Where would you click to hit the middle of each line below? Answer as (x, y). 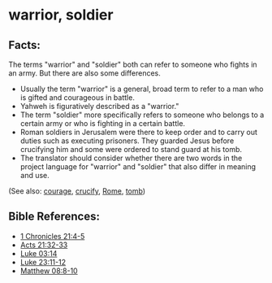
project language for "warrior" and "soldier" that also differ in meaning (138, 167)
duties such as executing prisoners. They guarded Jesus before (127, 141)
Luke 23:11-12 (43, 262)
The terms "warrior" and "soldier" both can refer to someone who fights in (133, 64)
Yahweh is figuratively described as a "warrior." (99, 106)
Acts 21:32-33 (44, 245)
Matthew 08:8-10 (49, 271)
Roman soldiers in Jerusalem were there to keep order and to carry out (139, 132)
